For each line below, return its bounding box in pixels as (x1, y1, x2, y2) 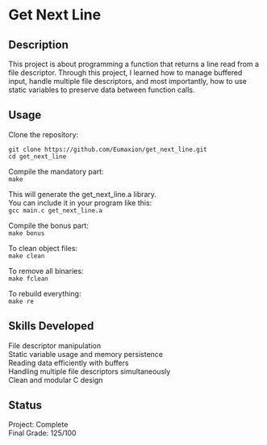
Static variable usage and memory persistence (8, 349, 164, 359)
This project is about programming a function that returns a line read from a (8, 59, 260, 69)
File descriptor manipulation (8, 341, 102, 351)
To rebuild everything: (8, 288, 81, 298)
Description (8, 38, 69, 52)
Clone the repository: (8, 129, 79, 139)
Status (8, 398, 43, 413)
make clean (8, 252, 45, 260)
